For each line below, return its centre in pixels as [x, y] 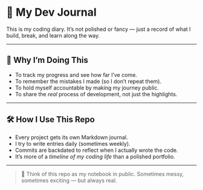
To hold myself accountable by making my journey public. [87, 88]
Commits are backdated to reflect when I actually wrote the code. [96, 150]
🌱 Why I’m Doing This [47, 60]
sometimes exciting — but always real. [69, 180]
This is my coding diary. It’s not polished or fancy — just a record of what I [99, 29]
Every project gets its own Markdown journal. [71, 137]
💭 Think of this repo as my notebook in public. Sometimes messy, [102, 174]
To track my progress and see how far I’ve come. [76, 74]
